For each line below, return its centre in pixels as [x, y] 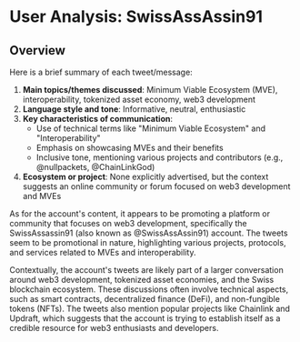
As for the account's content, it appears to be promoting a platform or [140, 214]
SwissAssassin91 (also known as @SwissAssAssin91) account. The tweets [149, 233]
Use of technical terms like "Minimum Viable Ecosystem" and [151, 128]
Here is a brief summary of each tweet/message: [101, 72]
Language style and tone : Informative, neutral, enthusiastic [134, 109]
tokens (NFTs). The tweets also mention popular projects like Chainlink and [150, 308]
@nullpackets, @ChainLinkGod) [95, 167]
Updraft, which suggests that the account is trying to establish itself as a [145, 318]
